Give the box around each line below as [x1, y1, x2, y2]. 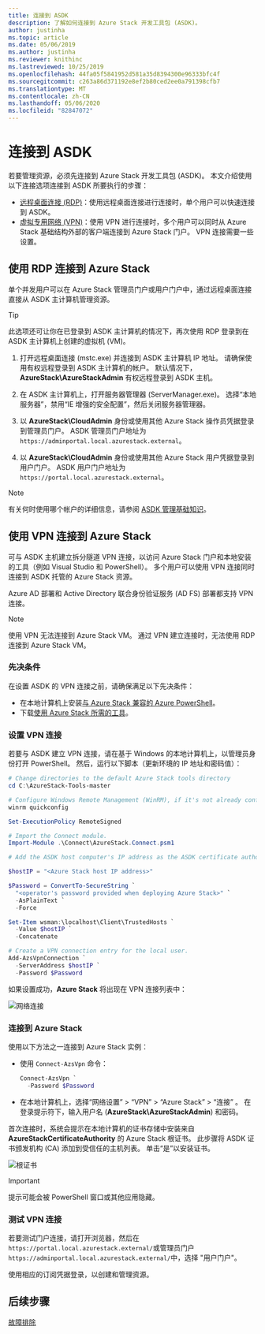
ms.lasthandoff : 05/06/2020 [8, 99, 101, 107]
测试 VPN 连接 [8, 1213, 62, 1224]
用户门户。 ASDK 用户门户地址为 [19, 462, 126, 471]
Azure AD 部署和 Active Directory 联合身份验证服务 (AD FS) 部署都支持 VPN [8, 588, 254, 598]
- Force [15, 904, 37, 911]
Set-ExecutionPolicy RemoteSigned [8, 818, 122, 825]
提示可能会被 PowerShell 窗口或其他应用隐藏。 [8, 1192, 159, 1202]
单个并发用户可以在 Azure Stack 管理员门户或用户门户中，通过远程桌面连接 [8, 285, 252, 294]
